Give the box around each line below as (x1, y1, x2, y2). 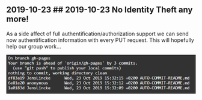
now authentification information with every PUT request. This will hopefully (6, 36, 194, 44)
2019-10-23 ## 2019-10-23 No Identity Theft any (6, 5, 193, 15)
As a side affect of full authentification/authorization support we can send (6, 30, 189, 37)
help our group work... (6, 43, 61, 50)
